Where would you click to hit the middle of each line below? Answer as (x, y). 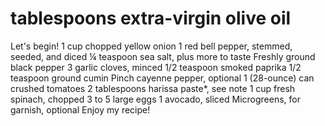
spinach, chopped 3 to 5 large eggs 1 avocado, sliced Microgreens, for (155, 99)
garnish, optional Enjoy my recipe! (80, 109)
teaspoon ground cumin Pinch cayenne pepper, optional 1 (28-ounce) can (162, 78)
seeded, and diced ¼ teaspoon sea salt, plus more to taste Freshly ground (163, 56)
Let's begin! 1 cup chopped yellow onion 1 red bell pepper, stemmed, (151, 46)
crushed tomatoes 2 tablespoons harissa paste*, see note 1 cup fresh (153, 88)
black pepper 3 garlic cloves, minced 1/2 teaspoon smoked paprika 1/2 (156, 67)
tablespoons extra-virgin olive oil (151, 18)
